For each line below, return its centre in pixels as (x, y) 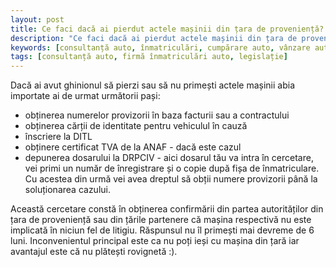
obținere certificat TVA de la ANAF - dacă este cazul (133, 147)
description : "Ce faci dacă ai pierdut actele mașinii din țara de (154, 38)
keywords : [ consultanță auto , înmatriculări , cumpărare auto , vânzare (160, 47)
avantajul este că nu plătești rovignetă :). (94, 252)
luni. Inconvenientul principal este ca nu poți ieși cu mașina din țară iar (155, 241)
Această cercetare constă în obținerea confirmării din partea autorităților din (167, 209)
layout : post (37, 19)
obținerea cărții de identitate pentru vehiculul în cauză (136, 126)
